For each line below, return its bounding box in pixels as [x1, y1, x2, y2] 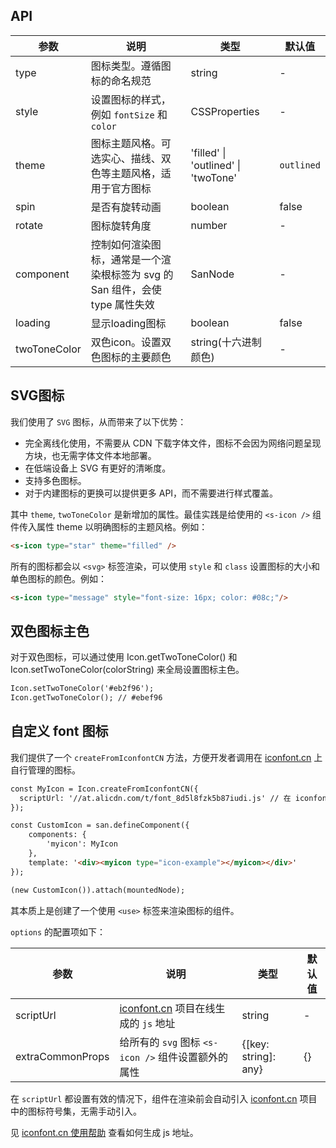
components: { [28, 830, 87, 840]
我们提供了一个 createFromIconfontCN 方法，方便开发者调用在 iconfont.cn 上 [10, 751, 323, 763]
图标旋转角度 [90, 219, 152, 233]
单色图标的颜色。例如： [10, 572, 107, 584]
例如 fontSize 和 [90, 107, 168, 121]
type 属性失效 [90, 297, 155, 311]
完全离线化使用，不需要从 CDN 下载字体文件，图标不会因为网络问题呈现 [24, 437, 322, 449]
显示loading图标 [90, 316, 167, 330]
